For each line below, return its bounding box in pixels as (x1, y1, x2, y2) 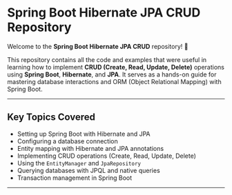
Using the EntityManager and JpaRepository (17, 158, 142, 167)
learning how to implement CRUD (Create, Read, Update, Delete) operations (7, 63, 224, 71)
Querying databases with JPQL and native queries (17, 166, 160, 174)
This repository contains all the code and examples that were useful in (7, 55, 207, 63)
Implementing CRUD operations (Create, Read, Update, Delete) (17, 152, 197, 160)
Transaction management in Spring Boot (17, 174, 133, 182)
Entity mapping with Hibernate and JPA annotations (17, 144, 164, 152)
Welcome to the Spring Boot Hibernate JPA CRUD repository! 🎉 (7, 42, 188, 50)
